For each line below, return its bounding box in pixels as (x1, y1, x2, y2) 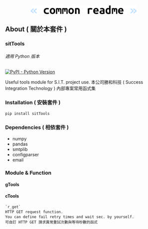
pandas (12, 141, 28, 147)
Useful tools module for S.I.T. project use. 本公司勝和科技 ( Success (5, 79, 144, 85)
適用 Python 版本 (5, 53, 40, 59)
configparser (12, 151, 39, 157)
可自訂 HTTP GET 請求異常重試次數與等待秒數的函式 (5, 220, 98, 225)
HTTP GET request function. (5, 210, 64, 215)
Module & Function (5, 169, 52, 176)
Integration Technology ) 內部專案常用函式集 (5, 86, 96, 92)
